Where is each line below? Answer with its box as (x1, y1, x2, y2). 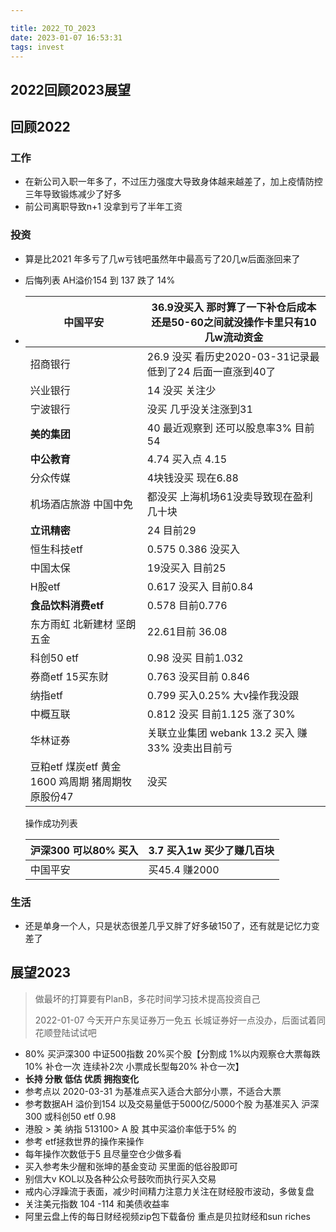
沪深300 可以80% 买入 (29, 843, 139, 857)
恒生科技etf (29, 542, 83, 556)
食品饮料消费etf (29, 598, 105, 612)
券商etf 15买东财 (29, 669, 109, 683)
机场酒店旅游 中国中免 (29, 497, 134, 511)
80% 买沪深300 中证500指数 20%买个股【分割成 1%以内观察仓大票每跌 (24, 1047, 321, 1060)
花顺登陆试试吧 (34, 1026, 97, 1038)
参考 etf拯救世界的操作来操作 (24, 1135, 145, 1147)
